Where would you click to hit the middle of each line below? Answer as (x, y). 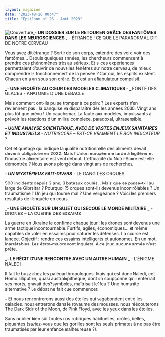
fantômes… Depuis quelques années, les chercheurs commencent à (74, 58)
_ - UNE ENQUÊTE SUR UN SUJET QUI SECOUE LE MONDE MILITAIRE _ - (79, 208)
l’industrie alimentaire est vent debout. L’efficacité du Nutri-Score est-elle (80, 159)
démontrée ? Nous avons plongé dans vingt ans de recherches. (69, 164)
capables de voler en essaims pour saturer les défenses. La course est (77, 234)
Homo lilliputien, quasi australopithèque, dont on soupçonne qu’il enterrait (80, 279)
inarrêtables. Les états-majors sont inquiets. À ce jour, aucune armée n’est (81, 244)
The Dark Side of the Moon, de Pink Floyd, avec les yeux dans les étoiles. (80, 309)
